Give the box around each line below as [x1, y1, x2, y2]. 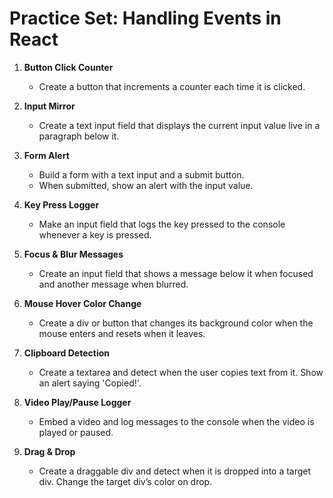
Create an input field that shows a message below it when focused [38, 267, 314, 279]
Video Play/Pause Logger [23, 396, 132, 408]
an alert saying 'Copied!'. [38, 377, 142, 389]
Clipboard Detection [23, 347, 110, 359]
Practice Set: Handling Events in [9, 7, 282, 30]
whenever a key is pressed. [38, 228, 152, 241]
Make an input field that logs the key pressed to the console [38, 218, 286, 230]
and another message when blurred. [38, 278, 189, 290]
